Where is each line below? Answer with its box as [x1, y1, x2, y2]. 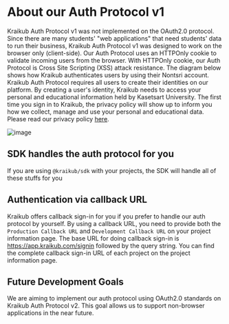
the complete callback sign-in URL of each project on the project [7, 249, 190, 257]
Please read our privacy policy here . [7, 114, 110, 123]
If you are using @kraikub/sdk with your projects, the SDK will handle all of [7, 166, 217, 174]
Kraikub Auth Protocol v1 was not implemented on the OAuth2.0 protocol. [7, 27, 215, 35]
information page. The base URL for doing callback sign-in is [7, 234, 180, 242]
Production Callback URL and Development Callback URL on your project [7, 227, 211, 235]
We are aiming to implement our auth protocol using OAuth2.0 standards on [7, 294, 221, 303]
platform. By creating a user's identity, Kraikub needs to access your [7, 85, 201, 94]
